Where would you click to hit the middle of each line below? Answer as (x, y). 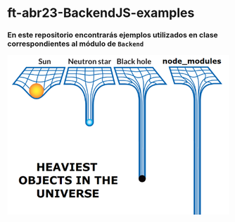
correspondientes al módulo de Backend (76, 44)
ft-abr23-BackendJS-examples (101, 13)
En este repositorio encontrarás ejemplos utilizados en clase (113, 35)
